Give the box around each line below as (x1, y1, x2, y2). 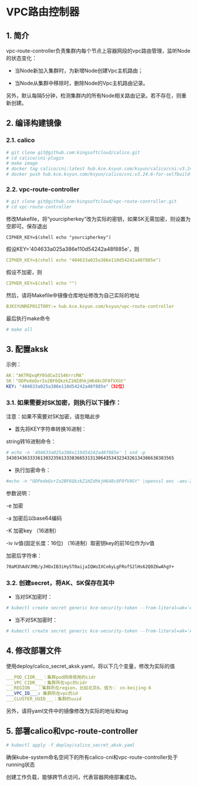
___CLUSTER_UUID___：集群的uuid (6, 696, 82, 702)
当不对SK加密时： (14, 616, 58, 623)
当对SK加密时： (14, 593, 53, 600)
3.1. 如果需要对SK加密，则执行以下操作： (6, 398, 122, 407)
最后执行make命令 (6, 315, 50, 322)
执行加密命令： (14, 466, 51, 473)
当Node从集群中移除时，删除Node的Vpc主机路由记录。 (14, 80, 148, 86)
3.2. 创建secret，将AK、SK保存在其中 (6, 579, 115, 587)
